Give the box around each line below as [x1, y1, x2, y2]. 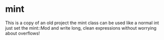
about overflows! [5, 30, 40, 36]
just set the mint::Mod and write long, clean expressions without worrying [5, 25, 156, 31]
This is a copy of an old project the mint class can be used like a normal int [5, 20, 159, 26]
